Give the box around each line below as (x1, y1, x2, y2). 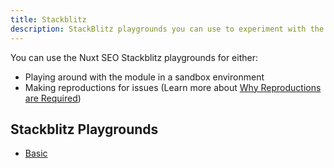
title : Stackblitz (10, 14, 87, 25)
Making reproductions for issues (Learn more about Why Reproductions (24, 81, 322, 93)
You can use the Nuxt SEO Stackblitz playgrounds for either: (10, 51, 258, 63)
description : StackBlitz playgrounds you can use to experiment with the (10, 24, 325, 34)
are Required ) (24, 92, 82, 104)
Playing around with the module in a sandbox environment (24, 71, 265, 83)
